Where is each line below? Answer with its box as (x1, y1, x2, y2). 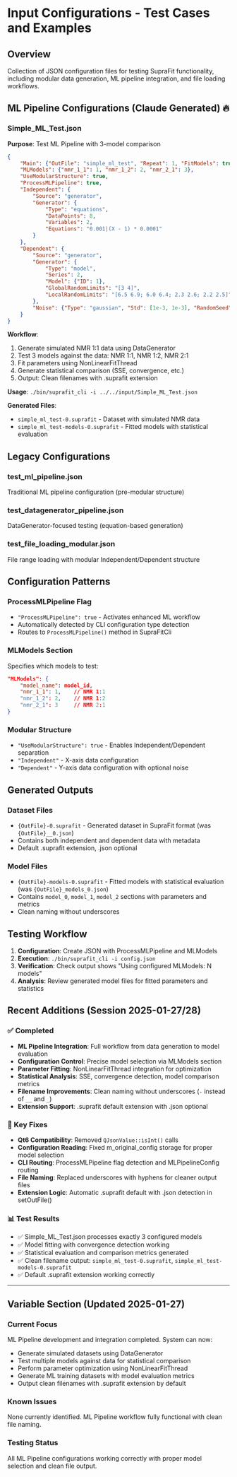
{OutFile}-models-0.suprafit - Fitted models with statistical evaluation (17, 878, 224, 886)
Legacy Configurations (7, 450, 111, 462)
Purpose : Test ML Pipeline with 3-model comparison (7, 139, 161, 148)
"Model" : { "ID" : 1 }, (44, 278, 106, 286)
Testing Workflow (7, 928, 87, 940)
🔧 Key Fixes (7, 1119, 48, 1129)
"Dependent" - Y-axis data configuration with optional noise (17, 763, 189, 772)
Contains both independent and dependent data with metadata (17, 836, 201, 845)
